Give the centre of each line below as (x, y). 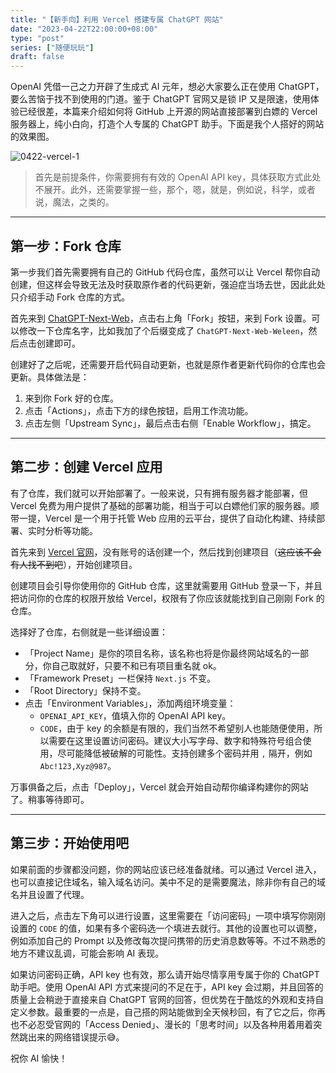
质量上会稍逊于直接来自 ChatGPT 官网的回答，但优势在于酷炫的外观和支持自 (167, 999)
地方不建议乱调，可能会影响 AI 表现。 (87, 953)
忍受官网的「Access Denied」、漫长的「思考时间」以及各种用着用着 (175, 1024)
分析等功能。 (71, 530)
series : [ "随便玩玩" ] (52, 47)
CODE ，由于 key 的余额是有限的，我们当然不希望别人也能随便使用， (177, 728)
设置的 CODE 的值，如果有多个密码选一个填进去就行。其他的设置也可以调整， (166, 928)
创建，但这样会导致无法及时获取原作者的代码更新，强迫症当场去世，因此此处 (168, 284)
